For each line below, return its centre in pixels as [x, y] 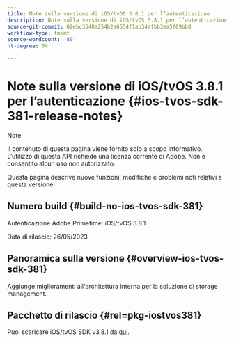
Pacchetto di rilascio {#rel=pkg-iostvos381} [104, 315]
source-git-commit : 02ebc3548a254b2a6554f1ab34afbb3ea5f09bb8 [99, 26]
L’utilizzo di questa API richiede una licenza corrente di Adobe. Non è [106, 156]
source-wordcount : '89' [42, 40]
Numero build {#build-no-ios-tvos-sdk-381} [105, 206]
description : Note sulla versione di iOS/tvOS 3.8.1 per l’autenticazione [118, 20]
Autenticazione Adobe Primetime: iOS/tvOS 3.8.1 [77, 223]
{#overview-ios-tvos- [175, 258]
